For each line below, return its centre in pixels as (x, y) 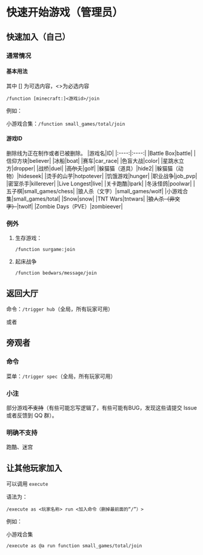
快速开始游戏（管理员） (65, 12)
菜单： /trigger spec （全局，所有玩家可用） (61, 376)
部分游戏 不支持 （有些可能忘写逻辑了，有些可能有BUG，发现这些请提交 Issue (101, 408)
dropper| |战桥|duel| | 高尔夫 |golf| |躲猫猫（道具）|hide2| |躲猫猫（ (96, 168)
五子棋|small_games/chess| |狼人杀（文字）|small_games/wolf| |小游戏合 (97, 191)
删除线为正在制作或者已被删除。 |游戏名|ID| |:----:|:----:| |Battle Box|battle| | (101, 153)
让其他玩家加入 (34, 468)
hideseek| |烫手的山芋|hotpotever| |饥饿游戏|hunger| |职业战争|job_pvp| (108, 176)
